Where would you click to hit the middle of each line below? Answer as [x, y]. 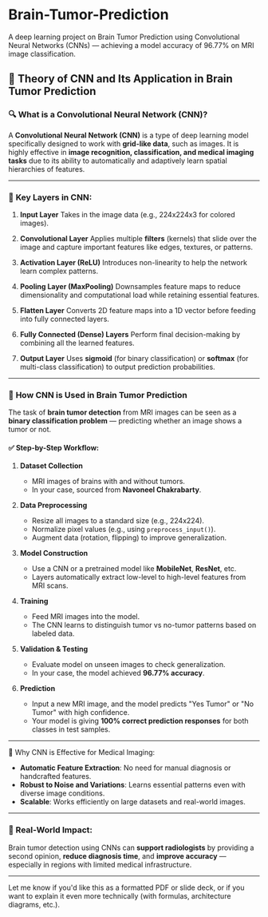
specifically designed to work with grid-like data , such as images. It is [124, 143]
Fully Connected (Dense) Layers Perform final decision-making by [130, 334]
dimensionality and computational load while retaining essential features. [140, 295]
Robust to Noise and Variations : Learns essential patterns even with [132, 785]
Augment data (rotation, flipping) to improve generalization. [129, 538]
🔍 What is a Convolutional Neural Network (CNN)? [108, 115]
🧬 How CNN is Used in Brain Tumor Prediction [98, 395]
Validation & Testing [54, 649]
